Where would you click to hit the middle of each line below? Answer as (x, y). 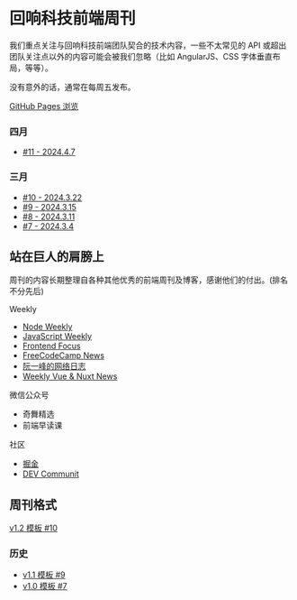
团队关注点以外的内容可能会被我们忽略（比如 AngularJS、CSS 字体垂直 (141, 56)
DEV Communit (50, 474)
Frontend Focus (51, 346)
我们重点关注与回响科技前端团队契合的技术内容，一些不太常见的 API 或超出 (148, 45)
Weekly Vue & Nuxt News (70, 376)
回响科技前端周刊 (73, 18)
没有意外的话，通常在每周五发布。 (72, 87)
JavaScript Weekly (57, 337)
